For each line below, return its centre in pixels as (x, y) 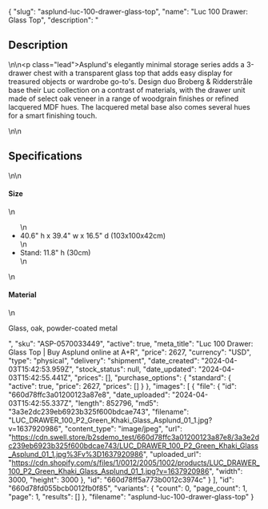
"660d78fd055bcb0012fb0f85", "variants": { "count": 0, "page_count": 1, (128, 488)
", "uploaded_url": (172, 455)
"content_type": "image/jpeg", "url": (123, 429)
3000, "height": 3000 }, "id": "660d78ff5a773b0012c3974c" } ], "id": (121, 480)
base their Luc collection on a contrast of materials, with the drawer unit (127, 90)
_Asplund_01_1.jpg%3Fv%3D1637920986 (76, 455)
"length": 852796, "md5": (117, 403)
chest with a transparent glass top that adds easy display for (133, 73)
